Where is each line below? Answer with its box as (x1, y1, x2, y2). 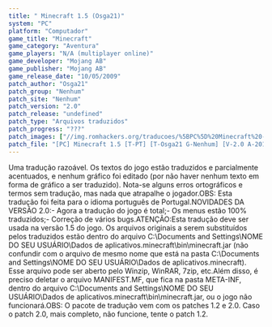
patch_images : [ (8, 132, 63, 140)
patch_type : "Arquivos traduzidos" (8, 118, 129, 126)
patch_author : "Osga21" (8, 80, 89, 88)
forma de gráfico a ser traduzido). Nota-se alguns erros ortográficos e (8, 179, 243, 189)
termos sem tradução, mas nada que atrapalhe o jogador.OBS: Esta (8, 188, 233, 198)
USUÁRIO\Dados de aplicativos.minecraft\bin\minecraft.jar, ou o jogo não (8, 291, 253, 301)
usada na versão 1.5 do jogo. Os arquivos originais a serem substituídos (8, 222, 248, 232)
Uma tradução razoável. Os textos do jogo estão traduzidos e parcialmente (8, 162, 259, 172)
